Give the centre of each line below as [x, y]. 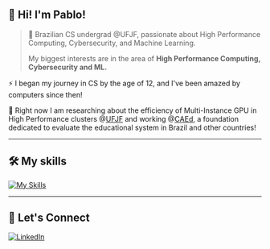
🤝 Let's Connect [49, 218]
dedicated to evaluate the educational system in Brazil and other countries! [132, 127]
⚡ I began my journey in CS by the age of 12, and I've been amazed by [125, 83]
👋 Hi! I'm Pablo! [47, 15]
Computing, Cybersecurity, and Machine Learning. [112, 43]
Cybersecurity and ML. [67, 67]
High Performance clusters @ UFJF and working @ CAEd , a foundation [124, 118]
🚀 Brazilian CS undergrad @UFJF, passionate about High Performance [144, 34]
